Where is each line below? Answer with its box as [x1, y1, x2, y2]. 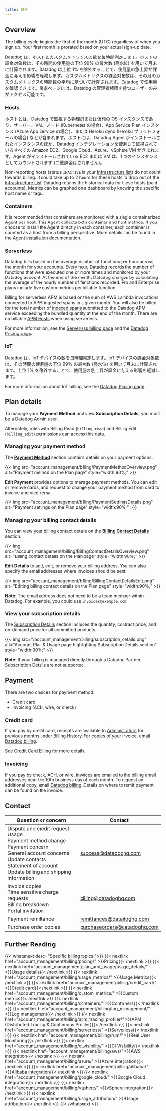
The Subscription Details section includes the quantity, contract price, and [5, 621, 157, 627]
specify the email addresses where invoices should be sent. [5, 568, 127, 574]
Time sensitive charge [7, 889, 59, 895]
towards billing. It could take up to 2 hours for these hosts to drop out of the [5, 174, 160, 180]
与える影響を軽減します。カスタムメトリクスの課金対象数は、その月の [13, 73, 156, 79]
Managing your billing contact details [5, 516, 96, 523]
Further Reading [5, 940, 56, 948]
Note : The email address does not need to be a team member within [5, 593, 144, 599]
